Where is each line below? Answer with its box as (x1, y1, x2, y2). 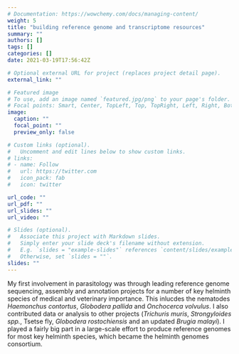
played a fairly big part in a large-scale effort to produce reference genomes (7, 324, 231, 333)
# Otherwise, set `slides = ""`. (7, 253, 113, 260)
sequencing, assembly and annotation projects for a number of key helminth (7, 286, 231, 295)
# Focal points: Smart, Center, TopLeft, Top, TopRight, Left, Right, (7, 102, 221, 109)
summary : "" (7, 30, 43, 38)
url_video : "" (7, 214, 50, 221)
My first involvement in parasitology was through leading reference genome (7, 279, 230, 288)
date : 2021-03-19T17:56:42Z (7, 57, 91, 64)
